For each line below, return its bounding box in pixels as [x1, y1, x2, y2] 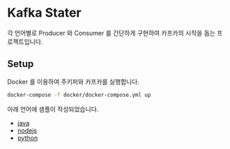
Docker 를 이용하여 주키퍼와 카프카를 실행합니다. [7, 77, 139, 86]
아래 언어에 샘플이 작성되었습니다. [7, 104, 99, 113]
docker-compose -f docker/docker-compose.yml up [7, 91, 151, 98]
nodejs [17, 126, 37, 134]
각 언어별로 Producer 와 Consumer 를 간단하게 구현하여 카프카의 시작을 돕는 [7, 29, 216, 37]
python [17, 134, 38, 142]
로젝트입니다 [7, 37, 42, 46]
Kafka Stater [7, 5, 82, 21]
